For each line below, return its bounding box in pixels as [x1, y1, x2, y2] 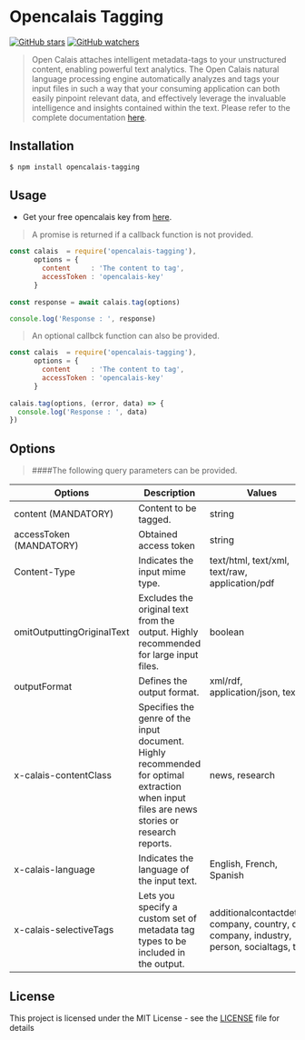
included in [138, 946, 186, 959]
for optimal [138, 769, 184, 782]
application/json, [209, 686, 280, 699]
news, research [209, 769, 275, 782]
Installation [9, 138, 74, 154]
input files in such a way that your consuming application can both [31, 83, 280, 94]
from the [138, 615, 175, 627]
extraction [138, 780, 182, 793]
